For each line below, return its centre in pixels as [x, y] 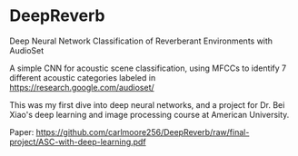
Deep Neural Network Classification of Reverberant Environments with [141, 41]
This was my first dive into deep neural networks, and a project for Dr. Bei [147, 104]
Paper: [22, 132]
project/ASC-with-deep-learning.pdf [78, 141]
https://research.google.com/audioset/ [82, 87]
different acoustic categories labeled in [83, 77]
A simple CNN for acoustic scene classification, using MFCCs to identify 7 [148, 68]
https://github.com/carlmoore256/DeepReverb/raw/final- [143, 132]
